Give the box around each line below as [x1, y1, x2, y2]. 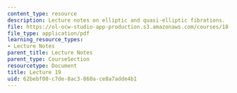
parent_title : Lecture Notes [7, 50, 93, 57]
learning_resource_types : [7, 36, 83, 43]
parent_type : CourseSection [7, 56, 90, 63]
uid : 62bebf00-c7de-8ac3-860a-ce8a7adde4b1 [7, 75, 138, 83]
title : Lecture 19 [7, 69, 61, 76]
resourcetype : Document [7, 62, 78, 69]
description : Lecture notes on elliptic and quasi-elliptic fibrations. [7, 17, 226, 24]
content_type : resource [7, 10, 78, 17]
